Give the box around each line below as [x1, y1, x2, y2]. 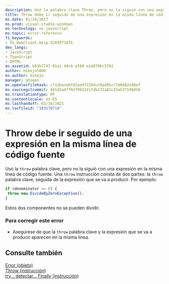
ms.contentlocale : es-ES [5, 96, 57, 101]
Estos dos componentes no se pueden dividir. [5, 205, 100, 211]
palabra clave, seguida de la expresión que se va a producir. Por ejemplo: [5, 176, 157, 182]
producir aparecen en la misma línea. [12, 234, 90, 240]
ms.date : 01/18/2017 [5, 17, 49, 22]
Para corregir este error [5, 217, 64, 224]
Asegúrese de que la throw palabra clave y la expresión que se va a [12, 229, 152, 235]
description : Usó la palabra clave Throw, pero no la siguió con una [5, 7, 154, 13]
